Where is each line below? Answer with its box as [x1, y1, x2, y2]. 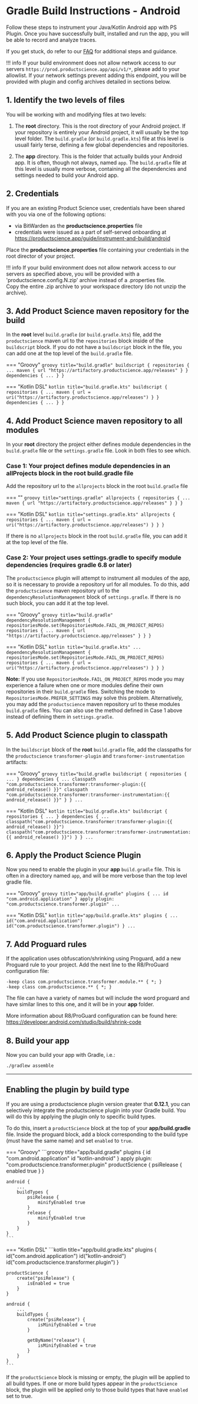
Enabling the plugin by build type [6, 1085, 130, 1095]
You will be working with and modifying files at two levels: [6, 111, 147, 118]
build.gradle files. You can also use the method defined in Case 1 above [6, 707, 183, 714]
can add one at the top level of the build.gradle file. [6, 350, 133, 357]
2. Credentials [6, 189, 59, 199]
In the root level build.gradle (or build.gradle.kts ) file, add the [6, 331, 161, 338]
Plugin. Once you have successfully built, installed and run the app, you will [6, 30, 190, 37]
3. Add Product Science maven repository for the [6, 306, 190, 316]
